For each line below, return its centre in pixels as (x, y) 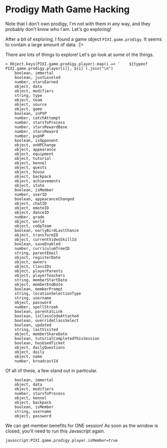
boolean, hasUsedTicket (40, 343)
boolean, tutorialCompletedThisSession (57, 338)
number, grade (29, 217)
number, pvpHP (29, 136)
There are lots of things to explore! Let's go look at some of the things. (80, 55)
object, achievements (37, 181)
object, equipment (34, 154)
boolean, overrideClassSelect (47, 320)
